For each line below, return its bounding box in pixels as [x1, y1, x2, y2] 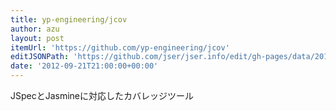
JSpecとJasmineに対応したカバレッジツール [10, 90, 195, 101]
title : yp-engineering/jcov [10, 14, 128, 25]
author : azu [10, 24, 60, 34]
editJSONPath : [10, 52, 70, 62]
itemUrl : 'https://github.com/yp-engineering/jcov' [10, 42, 230, 53]
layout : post [10, 33, 65, 43]
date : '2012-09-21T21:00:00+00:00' [10, 61, 159, 71]
